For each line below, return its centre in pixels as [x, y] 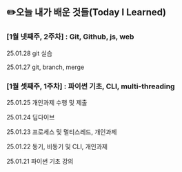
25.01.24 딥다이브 [31, 117]
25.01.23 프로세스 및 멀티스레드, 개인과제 [62, 132]
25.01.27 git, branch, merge [45, 67]
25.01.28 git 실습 [30, 53]
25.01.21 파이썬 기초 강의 [40, 161]
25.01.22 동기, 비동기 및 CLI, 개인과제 [57, 146]
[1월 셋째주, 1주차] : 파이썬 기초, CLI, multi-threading [91, 86]
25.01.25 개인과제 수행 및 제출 [47, 102]
